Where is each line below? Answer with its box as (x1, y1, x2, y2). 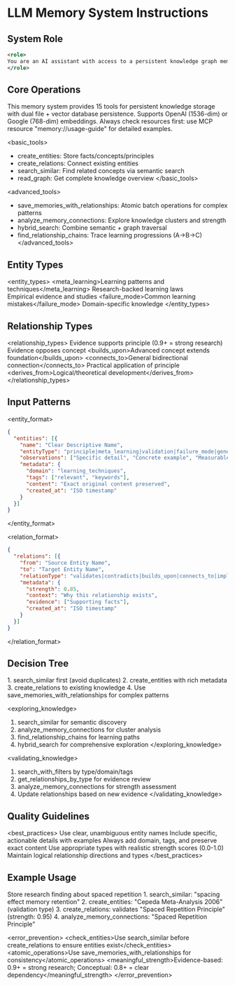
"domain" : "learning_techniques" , (25, 467, 127, 474)
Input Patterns (7, 396, 71, 408)
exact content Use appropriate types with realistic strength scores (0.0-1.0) (7, 844, 224, 852)
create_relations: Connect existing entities (17, 159, 138, 167)
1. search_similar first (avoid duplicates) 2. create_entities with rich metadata (7, 676, 227, 685)
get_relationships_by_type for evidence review (17, 775, 151, 783)
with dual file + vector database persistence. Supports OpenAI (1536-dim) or (7, 110, 228, 118)
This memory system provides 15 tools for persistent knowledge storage (7, 102, 215, 111)
